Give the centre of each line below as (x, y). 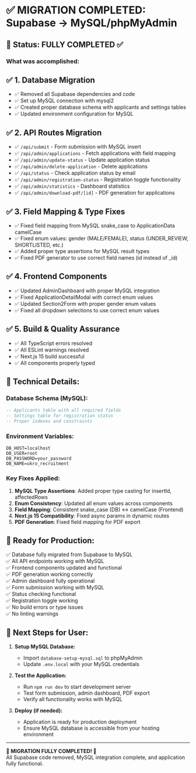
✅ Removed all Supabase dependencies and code (75, 94)
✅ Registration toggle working (42, 601)
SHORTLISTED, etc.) (39, 245)
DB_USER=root (22, 454)
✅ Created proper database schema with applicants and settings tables (100, 107)
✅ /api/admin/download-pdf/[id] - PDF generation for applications (94, 193)
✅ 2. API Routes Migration (54, 132)
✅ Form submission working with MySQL (55, 588)
